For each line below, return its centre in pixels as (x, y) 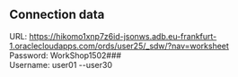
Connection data (57, 15)
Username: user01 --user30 (61, 64)
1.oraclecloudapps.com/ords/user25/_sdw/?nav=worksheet (119, 46)
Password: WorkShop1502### (66, 55)
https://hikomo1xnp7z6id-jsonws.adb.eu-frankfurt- (123, 36)
